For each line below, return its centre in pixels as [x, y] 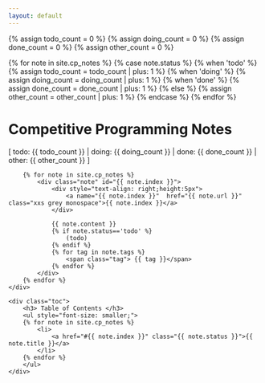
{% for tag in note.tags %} [98, 252]
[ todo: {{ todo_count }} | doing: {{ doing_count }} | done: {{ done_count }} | [132, 151]
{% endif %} [71, 245]
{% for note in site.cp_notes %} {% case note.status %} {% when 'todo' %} [133, 63]
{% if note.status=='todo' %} [102, 231]
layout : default [35, 16]
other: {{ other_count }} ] [49, 160]
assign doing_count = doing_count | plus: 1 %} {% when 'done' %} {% [124, 79]
